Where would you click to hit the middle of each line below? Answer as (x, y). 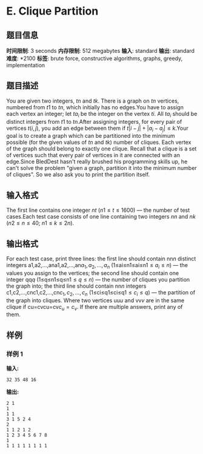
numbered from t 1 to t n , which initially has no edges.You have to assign (95, 107)
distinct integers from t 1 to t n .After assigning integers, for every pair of (94, 121)
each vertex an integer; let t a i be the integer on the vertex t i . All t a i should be (102, 114)
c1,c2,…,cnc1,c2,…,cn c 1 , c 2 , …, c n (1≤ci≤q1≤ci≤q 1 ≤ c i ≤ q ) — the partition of (101, 293)
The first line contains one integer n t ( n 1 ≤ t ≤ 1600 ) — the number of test (98, 210)
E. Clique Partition (52, 11)
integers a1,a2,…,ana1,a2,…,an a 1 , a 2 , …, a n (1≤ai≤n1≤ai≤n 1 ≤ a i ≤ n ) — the (97, 266)
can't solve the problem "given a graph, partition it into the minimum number (101, 168)
